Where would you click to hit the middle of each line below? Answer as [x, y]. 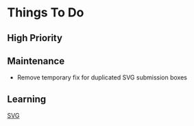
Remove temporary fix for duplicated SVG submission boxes [102, 77]
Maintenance [36, 61]
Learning [27, 99]
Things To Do [46, 13]
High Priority [35, 38]
